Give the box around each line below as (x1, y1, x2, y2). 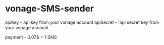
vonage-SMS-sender (5, 3, 94, 14)
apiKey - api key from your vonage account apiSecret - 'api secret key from (5, 19, 160, 25)
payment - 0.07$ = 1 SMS (5, 34, 57, 40)
